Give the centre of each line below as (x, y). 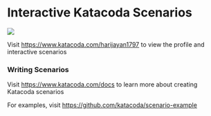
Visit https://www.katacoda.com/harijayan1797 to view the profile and (106, 44)
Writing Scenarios (38, 69)
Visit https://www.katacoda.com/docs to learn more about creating (102, 84)
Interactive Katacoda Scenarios (100, 13)
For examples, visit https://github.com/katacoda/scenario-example (102, 105)
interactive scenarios (37, 51)
